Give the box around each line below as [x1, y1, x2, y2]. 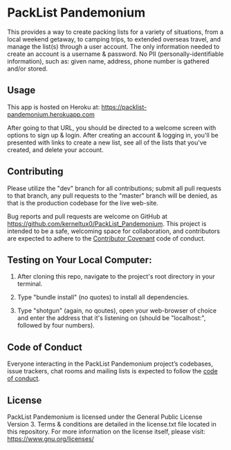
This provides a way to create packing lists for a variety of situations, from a [7, 28, 223, 36]
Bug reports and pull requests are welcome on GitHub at [7, 212, 168, 221]
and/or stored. [7, 64, 48, 73]
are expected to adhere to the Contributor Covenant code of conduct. [7, 234, 205, 243]
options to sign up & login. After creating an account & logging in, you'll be [7, 131, 219, 139]
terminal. [17, 280, 43, 288]
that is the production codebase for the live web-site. [7, 198, 159, 207]
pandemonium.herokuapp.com [7, 110, 95, 118]
